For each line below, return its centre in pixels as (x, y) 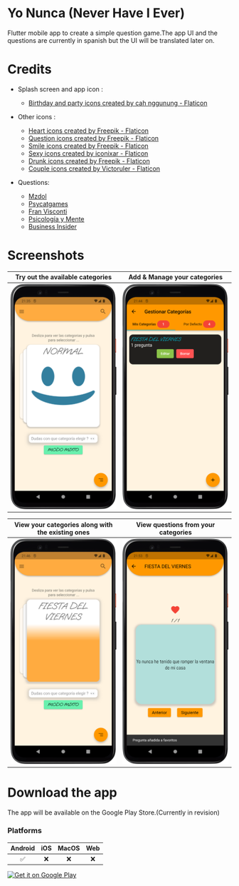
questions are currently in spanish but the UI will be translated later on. (111, 40)
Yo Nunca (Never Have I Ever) (96, 13)
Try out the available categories (64, 277)
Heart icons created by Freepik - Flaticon (89, 131)
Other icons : (37, 116)
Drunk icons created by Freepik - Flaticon (89, 161)
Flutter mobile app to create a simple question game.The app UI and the (113, 33)
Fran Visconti (48, 211)
